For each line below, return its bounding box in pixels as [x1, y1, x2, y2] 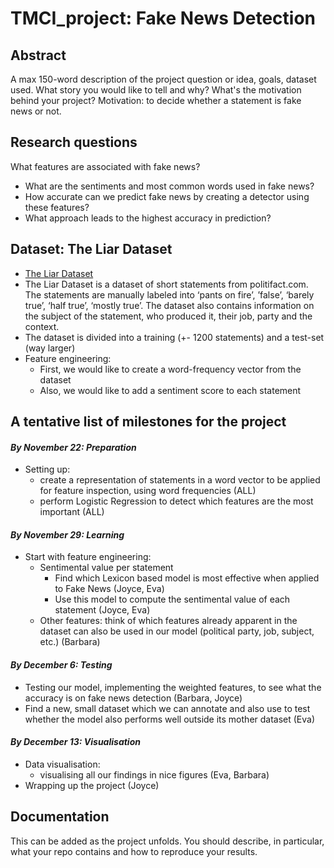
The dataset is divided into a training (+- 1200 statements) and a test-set [24, 331, 325, 343]
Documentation [10, 808, 110, 826]
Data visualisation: [24, 758, 101, 770]
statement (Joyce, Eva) [54, 604, 151, 616]
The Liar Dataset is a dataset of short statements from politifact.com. [24, 278, 309, 290]
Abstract [10, 47, 67, 64]
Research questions [10, 134, 138, 151]
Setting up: [24, 463, 71, 476]
